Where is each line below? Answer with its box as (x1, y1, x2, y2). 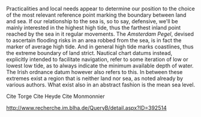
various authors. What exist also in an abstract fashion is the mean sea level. (6, 81, 196, 88)
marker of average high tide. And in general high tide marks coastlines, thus (6, 43, 194, 50)
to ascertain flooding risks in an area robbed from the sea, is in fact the (6, 37, 182, 44)
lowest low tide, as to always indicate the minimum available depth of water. (6, 62, 194, 69)
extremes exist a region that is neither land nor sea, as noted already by (6, 75, 184, 82)
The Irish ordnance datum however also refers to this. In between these (6, 69, 183, 75)
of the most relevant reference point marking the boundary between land (6, 11, 187, 19)
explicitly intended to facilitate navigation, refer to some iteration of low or (6, 56, 188, 63)
